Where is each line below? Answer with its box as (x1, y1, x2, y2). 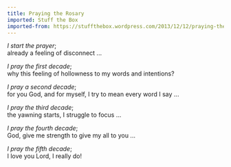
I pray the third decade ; (7, 104, 74, 112)
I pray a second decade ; (7, 83, 77, 91)
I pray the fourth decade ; (7, 124, 78, 133)
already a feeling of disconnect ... (7, 49, 102, 57)
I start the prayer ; (7, 42, 57, 50)
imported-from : (7, 23, 51, 30)
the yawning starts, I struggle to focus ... (7, 111, 122, 119)
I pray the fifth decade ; (7, 145, 72, 153)
